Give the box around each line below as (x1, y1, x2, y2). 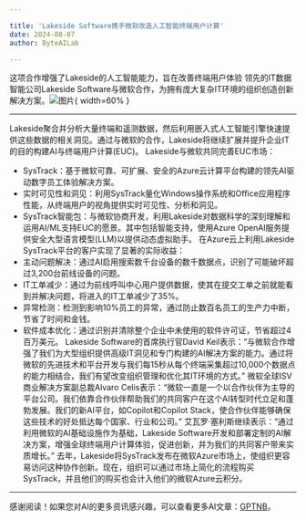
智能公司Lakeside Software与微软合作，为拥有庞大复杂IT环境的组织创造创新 (9, 84, 294, 95)
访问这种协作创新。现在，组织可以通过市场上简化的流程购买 (30, 462, 255, 473)
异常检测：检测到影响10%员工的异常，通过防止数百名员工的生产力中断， (22, 302, 295, 313)
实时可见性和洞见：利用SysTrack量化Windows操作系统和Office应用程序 (22, 188, 291, 199)
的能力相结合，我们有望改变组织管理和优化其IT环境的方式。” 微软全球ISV (22, 370, 293, 381)
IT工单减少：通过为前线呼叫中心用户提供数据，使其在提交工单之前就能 (22, 279, 286, 290)
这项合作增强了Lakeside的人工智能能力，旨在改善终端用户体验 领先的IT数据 (9, 72, 292, 83)
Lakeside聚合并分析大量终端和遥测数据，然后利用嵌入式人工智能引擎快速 (9, 123, 282, 134)
